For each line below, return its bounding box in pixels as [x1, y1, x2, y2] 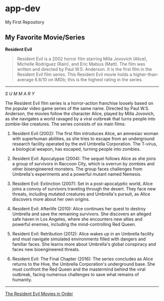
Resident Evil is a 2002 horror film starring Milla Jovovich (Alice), [17, 56, 147, 62]
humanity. [12, 277, 33, 282]
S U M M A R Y [5, 91, 35, 96]
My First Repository [5, 19, 45, 25]
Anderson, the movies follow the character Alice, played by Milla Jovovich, [5, 111, 155, 116]
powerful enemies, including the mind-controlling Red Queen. [12, 221, 136, 227]
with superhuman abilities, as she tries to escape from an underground [12, 136, 155, 141]
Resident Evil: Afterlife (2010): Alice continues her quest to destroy [12, 206, 146, 211]
